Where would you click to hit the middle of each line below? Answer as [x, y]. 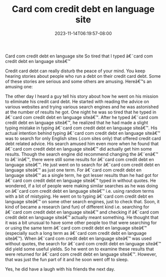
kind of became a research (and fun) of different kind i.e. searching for [77, 207]
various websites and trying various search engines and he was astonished [82, 107]
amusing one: [19, 86]
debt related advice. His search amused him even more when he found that [82, 143]
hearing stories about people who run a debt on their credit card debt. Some [83, 76]
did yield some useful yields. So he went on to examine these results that [80, 249]
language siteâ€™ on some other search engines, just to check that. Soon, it [83, 201]
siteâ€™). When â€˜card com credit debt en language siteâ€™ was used [79, 238]
